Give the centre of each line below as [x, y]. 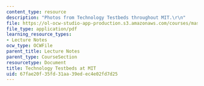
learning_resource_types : [39, 35]
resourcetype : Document [36, 62]
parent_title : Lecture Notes [43, 51]
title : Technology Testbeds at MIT [51, 68]
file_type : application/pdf [42, 29]
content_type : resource [36, 12]
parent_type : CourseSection [42, 57]
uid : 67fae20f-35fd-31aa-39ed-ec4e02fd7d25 [62, 74]
